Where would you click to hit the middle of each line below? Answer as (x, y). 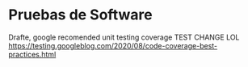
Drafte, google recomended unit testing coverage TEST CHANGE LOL (124, 37)
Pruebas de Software (80, 15)
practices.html (32, 54)
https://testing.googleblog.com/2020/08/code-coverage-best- (113, 45)
